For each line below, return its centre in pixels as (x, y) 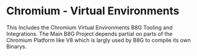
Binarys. (17, 46)
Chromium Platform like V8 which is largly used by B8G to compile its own (98, 40)
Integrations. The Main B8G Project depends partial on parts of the (89, 33)
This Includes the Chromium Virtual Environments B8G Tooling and (89, 27)
